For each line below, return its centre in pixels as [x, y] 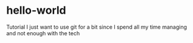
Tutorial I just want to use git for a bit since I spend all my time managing [96, 27]
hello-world [36, 10]
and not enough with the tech [43, 33]
